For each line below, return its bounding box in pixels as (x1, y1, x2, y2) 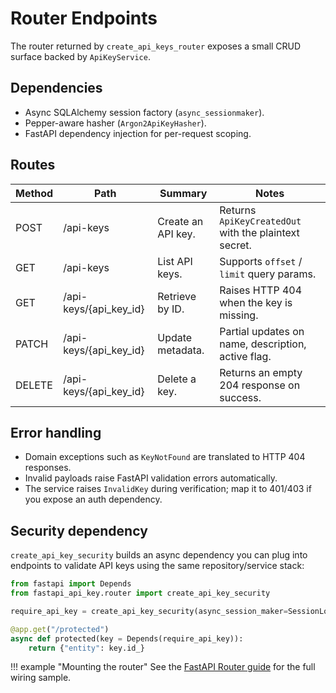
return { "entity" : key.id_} (28, 643, 145, 653)
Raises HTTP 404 (219, 283, 303, 297)
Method (15, 186, 54, 200)
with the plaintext (219, 225, 300, 239)
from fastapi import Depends (10, 579, 132, 589)
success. (219, 390, 262, 404)
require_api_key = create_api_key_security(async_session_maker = (10, 606, 288, 616)
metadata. (157, 343, 205, 357)
